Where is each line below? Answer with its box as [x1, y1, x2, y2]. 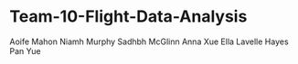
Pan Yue [9, 45, 41, 56]
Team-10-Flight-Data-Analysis [9, 6, 248, 27]
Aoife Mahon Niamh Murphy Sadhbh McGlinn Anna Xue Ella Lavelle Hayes [9, 36, 290, 47]
